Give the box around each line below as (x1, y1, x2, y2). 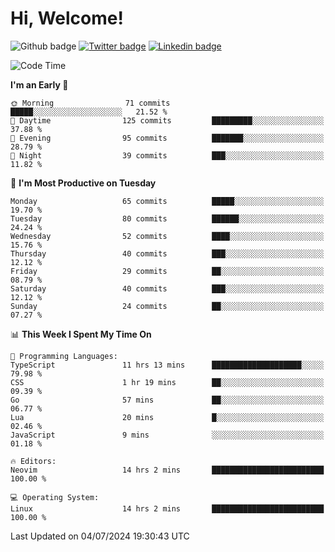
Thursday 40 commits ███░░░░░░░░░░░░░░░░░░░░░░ (10, 248, 325, 259)
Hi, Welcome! (10, 7, 124, 30)
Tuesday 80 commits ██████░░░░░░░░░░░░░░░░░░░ (10, 213, 325, 224)
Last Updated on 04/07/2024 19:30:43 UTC (10, 530, 190, 542)
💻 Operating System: (10, 492, 100, 502)
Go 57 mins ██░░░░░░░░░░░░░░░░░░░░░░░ (10, 395, 325, 405)
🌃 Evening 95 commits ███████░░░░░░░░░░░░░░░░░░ (10, 133, 325, 143)
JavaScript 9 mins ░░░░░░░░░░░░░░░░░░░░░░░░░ (10, 430, 325, 440)
